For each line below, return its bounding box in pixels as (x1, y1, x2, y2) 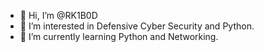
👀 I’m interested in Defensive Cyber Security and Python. (19, 20, 255, 32)
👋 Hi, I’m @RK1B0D (19, 10, 98, 21)
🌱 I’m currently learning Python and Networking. (19, 31, 219, 42)
